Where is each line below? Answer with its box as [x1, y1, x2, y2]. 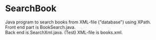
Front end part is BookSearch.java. [5, 24, 76, 30]
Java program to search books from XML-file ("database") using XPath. [5, 19, 151, 25]
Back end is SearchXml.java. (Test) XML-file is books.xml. [5, 29, 123, 35]
